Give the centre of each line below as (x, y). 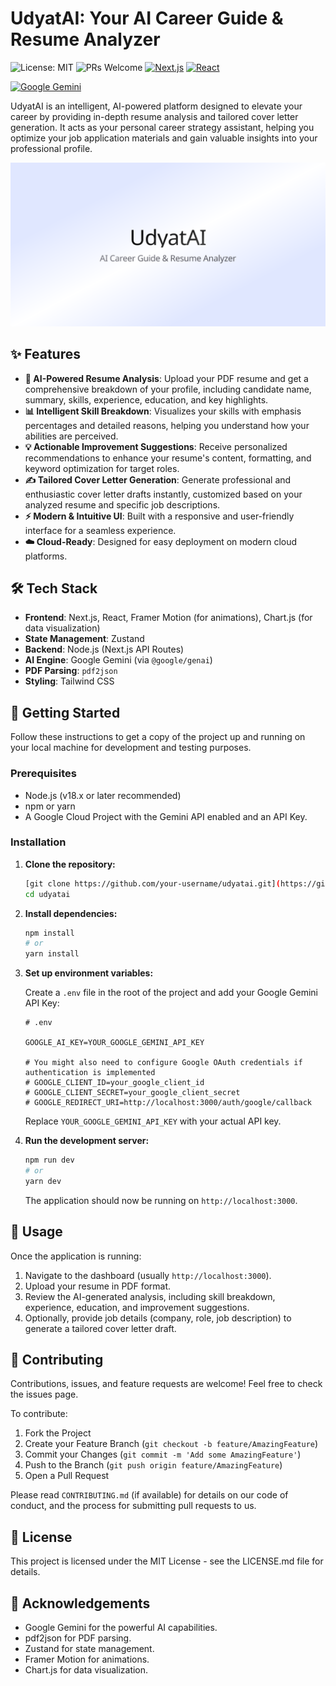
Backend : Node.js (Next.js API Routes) (104, 649)
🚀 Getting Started (65, 712)
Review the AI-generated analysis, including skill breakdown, (150, 1296)
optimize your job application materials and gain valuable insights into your (164, 138)
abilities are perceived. (71, 436)
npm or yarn (50, 806)
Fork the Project (58, 1433)
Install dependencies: (71, 913)
